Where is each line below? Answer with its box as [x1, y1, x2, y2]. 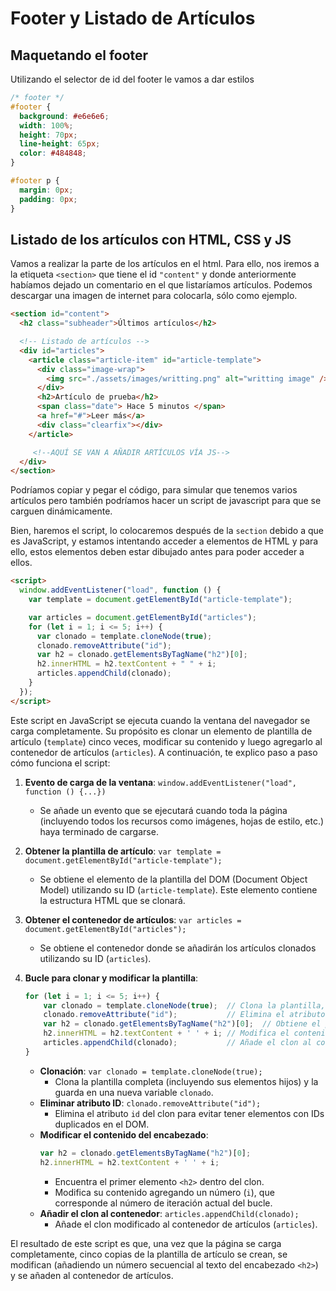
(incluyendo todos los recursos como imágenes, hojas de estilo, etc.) [39, 815, 325, 827]
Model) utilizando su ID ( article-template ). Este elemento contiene [39, 883, 318, 896]
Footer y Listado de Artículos [10, 7, 256, 30]
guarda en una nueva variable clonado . [54, 1086, 214, 1098]
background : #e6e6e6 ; [19, 111, 110, 121]
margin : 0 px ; [19, 185, 74, 195]
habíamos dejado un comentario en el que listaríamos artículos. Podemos [10, 279, 313, 291]
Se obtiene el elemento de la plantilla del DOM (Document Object [39, 873, 308, 885]
